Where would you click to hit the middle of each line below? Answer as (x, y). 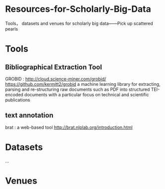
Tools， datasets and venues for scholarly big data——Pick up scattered (79, 23)
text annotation (29, 115)
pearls (12, 29)
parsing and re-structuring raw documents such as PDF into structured (78, 89)
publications (18, 100)
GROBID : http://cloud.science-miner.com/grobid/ (56, 79)
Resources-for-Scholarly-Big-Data (78, 9)
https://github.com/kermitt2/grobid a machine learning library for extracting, (83, 84)
